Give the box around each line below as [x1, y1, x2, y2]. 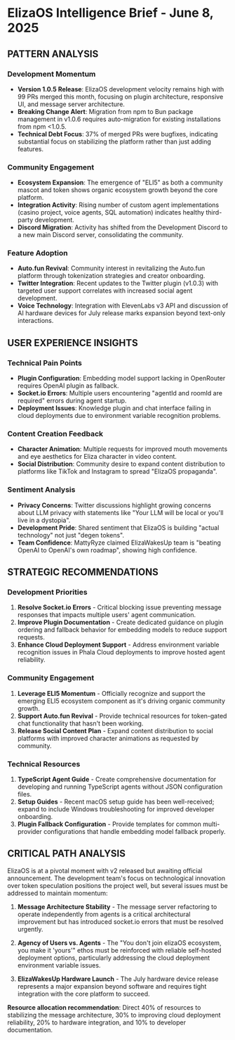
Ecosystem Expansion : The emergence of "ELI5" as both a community [17, 178, 223, 187]
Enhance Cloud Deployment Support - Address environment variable [17, 640, 220, 649]
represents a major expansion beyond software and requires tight [17, 982, 207, 990]
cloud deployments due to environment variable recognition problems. [17, 412, 221, 420]
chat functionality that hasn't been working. [17, 719, 144, 728]
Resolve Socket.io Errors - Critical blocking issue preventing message [17, 603, 222, 611]
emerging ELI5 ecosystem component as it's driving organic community [17, 697, 226, 705]
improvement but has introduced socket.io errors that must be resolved [17, 917, 224, 926]
